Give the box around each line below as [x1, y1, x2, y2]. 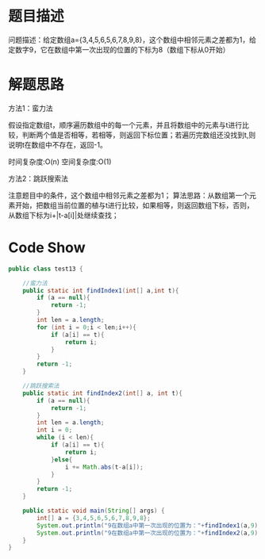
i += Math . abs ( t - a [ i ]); [64, 463, 144, 471]
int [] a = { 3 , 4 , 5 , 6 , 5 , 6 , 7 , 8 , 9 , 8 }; [36, 514, 151, 522]
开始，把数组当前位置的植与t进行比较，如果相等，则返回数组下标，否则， [14, 200, 254, 210]
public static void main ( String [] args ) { [22, 507, 165, 515]
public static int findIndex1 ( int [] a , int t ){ [22, 286, 179, 294]
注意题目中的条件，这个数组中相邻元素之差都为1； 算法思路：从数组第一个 [8, 190, 250, 200]
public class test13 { [8, 265, 83, 273]
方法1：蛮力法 [8, 103, 53, 113]
